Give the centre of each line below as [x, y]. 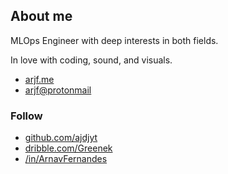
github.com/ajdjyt [61, 138]
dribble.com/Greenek [68, 148]
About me [41, 16]
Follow [26, 116]
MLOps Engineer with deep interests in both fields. [114, 40]
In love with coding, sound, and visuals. [91, 60]
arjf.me [39, 79]
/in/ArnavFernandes [66, 159]
